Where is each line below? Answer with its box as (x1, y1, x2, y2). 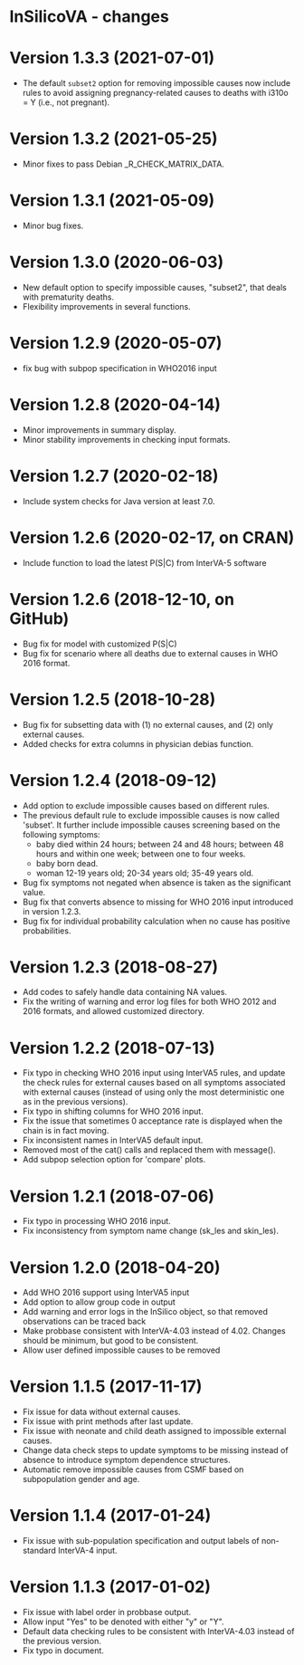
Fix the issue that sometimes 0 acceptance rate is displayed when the (22, 1115, 283, 1126)
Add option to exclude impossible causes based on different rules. (22, 799, 270, 811)
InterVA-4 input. (57, 1545, 118, 1556)
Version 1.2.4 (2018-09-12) (9, 770, 217, 790)
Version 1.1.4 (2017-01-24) (9, 1506, 212, 1526)
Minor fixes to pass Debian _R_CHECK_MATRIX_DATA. (22, 158, 224, 169)
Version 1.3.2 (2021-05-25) (9, 129, 218, 149)
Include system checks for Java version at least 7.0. (22, 495, 215, 506)
